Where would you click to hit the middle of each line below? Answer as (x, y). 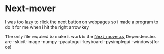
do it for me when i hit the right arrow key (47, 27)
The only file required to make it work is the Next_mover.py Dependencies (80, 36)
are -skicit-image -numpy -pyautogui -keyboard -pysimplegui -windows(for (82, 41)
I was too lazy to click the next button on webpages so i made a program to (82, 22)
